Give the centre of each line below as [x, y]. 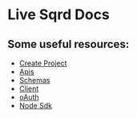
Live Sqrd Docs [58, 15]
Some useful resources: [68, 44]
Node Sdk [36, 106]
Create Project [43, 63]
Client [29, 88]
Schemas [34, 80]
